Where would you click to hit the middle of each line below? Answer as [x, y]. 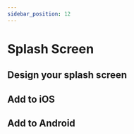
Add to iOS [31, 99]
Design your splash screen [67, 75]
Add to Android [41, 123]
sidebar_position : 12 [39, 14]
